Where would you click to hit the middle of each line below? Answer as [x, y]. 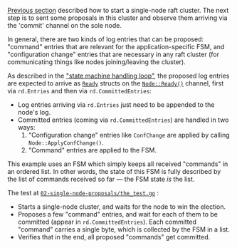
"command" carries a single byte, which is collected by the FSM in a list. [123, 229]
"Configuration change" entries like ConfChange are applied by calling [129, 135]
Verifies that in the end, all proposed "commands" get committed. [114, 237]
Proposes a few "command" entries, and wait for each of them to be [118, 214]
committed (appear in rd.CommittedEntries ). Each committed [107, 222]
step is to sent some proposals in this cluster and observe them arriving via [117, 18]
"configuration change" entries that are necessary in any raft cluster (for [113, 54]
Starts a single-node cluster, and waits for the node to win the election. [122, 207]
